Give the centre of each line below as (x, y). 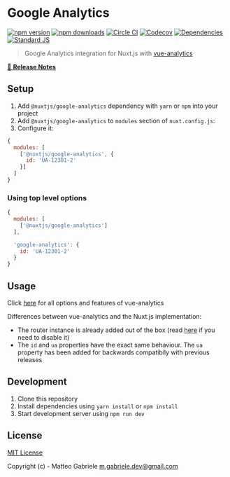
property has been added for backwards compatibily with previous (113, 352)
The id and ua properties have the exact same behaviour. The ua (110, 345)
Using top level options (47, 198)
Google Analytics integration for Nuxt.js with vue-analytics (109, 53)
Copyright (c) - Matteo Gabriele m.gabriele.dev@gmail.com (93, 466)
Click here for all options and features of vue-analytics (86, 303)
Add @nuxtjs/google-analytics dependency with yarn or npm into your (117, 106)
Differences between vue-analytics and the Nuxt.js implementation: (105, 316)
